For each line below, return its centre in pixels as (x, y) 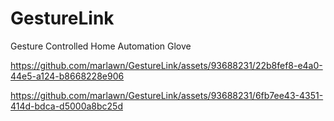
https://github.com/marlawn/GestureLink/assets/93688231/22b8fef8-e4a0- (166, 65)
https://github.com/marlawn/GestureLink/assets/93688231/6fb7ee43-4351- (167, 95)
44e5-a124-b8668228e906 (67, 76)
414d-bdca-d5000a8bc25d (66, 106)
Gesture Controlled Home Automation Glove (101, 46)
